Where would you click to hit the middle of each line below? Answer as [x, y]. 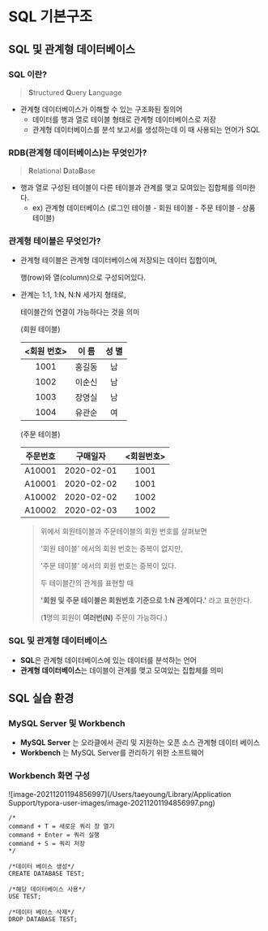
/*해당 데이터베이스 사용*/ [47, 889]
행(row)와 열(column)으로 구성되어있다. [83, 278]
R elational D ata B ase [62, 171]
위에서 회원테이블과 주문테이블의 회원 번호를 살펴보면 [124, 531]
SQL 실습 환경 [41, 698]
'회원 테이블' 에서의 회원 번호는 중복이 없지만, [112, 548]
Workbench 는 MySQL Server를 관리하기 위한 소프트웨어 [112, 753]
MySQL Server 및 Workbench [67, 724]
